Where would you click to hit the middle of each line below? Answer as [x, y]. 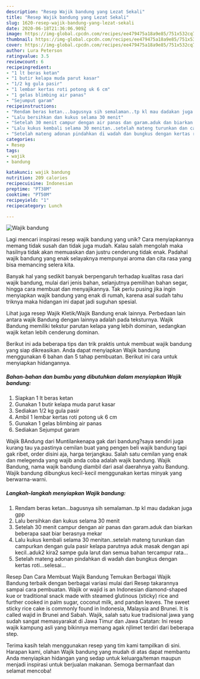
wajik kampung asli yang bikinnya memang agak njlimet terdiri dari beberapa [100, 628]
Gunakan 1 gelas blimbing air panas [58, 423]
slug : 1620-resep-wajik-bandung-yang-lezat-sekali [70, 23]
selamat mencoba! [29, 671]
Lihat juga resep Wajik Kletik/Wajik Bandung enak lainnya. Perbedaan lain [96, 314]
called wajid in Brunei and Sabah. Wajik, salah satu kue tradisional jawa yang [100, 615]
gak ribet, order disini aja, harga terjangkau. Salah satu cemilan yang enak [97, 454]
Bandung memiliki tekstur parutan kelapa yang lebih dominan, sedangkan [96, 326]
